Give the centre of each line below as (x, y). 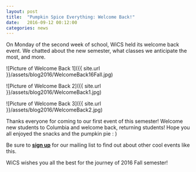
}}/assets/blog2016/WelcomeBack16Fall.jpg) (60, 75)
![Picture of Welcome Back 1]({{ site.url (53, 69)
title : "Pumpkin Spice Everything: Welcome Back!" (70, 17)
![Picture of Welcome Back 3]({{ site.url (54, 104)
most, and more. (26, 57)
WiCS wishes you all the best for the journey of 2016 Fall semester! (87, 163)
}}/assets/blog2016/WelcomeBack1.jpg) (54, 92)
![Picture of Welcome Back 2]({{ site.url (54, 86)
